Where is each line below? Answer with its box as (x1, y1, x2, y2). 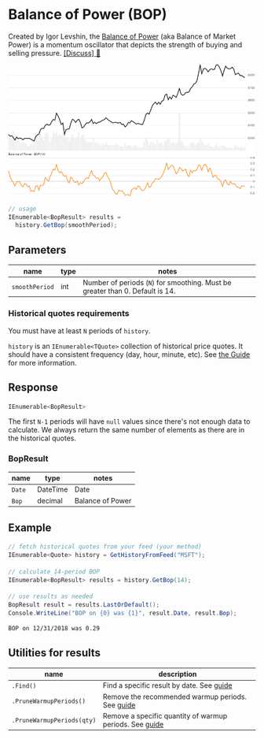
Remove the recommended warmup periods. (102, 692, 247, 701)
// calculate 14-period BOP (8, 567, 101, 576)
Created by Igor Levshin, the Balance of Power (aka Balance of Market (8, 32, 236, 41)
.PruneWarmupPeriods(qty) (11, 717, 97, 725)
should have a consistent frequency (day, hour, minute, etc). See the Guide (8, 349, 251, 359)
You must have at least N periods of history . (8, 325, 151, 336)
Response (8, 381, 59, 395)
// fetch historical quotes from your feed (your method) (8, 543, 202, 551)
